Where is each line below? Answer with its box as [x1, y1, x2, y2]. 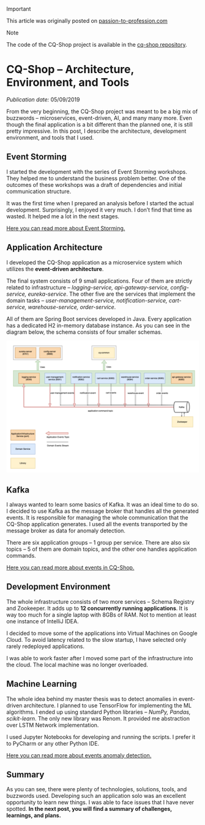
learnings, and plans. [6, 811, 61, 819]
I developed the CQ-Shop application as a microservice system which [6, 258, 182, 266]
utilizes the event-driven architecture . [6, 265, 104, 272]
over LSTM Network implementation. [6, 721, 99, 728]
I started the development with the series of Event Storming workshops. [6, 168, 188, 175]
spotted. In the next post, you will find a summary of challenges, [6, 805, 173, 813]
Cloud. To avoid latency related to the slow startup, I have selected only [6, 636, 187, 643]
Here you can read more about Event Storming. [6, 224, 125, 232]
